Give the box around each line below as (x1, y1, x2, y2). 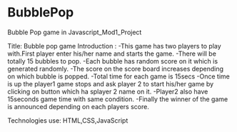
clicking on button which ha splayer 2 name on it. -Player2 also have (7, 87, 208, 96)
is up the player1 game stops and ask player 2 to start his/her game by (7, 79, 214, 88)
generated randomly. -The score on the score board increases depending (7, 64, 223, 73)
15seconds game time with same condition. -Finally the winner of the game (7, 94, 228, 103)
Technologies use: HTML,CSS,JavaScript (7, 116, 128, 125)
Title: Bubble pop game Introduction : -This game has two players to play (7, 41, 221, 50)
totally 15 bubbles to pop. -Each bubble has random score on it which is (7, 56, 218, 65)
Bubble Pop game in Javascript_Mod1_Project (7, 28, 142, 36)
